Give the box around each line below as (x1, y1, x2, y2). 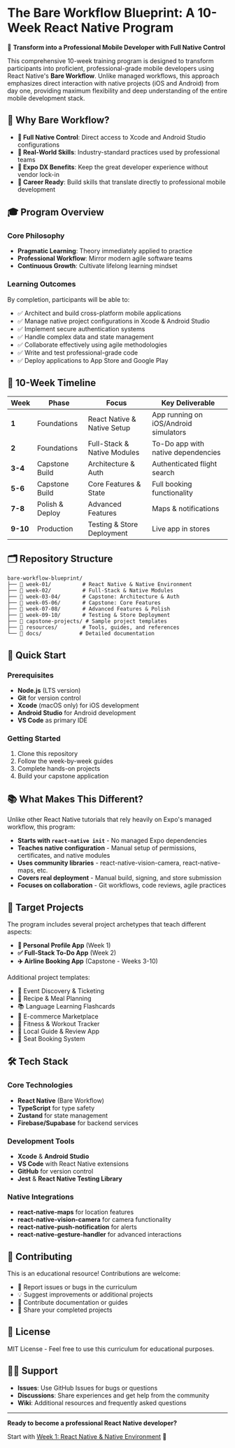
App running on (152, 409, 203, 419)
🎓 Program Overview (7, 206, 104, 218)
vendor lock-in (17, 170, 59, 178)
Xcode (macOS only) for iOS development (17, 701, 139, 710)
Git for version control (17, 693, 82, 703)
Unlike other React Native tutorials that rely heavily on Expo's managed (7, 816, 212, 824)
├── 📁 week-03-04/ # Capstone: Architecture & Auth (7, 593, 180, 601)
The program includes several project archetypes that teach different (7, 919, 206, 928)
